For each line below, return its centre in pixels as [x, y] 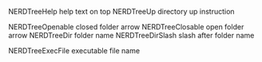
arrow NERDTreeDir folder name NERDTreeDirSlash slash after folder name [131, 35]
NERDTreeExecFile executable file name [74, 50]
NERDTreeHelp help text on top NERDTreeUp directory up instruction [121, 12]
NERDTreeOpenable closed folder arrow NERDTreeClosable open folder [126, 27]
